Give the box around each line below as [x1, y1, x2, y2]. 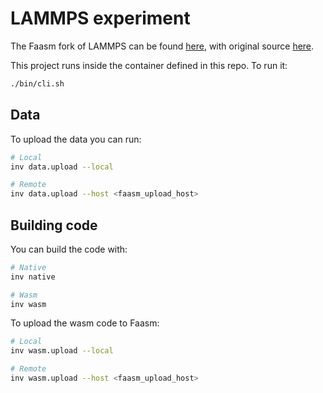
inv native [10, 272, 56, 282]
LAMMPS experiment [10, 7, 191, 30]
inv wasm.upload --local [10, 346, 114, 356]
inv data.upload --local [10, 162, 114, 172]
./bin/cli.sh [10, 78, 65, 89]
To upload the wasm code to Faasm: [10, 317, 160, 329]
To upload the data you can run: [10, 133, 142, 145]
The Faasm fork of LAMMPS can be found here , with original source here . [10, 40, 315, 52]
